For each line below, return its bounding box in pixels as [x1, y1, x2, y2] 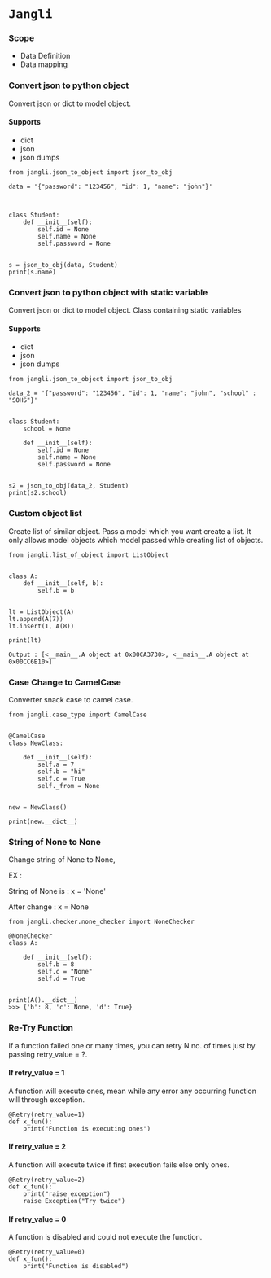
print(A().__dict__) [8, 996, 79, 1004]
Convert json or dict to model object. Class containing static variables [8, 305, 242, 315]
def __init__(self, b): [23, 579, 104, 588]
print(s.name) [8, 268, 57, 276]
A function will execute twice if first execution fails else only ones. [8, 1160, 229, 1170]
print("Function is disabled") [23, 1263, 129, 1271]
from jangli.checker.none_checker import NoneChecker [8, 918, 195, 926]
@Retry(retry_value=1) [8, 1110, 85, 1118]
